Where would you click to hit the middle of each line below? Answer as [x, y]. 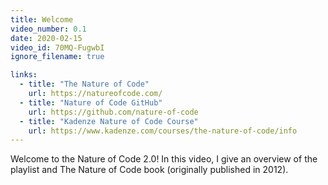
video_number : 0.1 [48, 29]
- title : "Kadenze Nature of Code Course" [109, 121]
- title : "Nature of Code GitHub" [91, 102]
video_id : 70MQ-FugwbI [57, 47]
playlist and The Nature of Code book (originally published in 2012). [149, 170]
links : [24, 75]
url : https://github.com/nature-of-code [113, 112]
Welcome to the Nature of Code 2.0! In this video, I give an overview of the [164, 159]
